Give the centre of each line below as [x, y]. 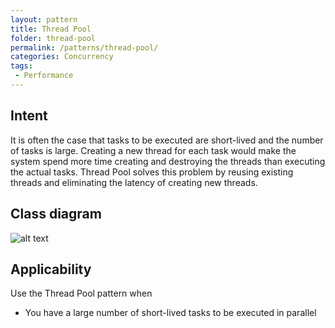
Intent [29, 116]
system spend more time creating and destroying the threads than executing [168, 161]
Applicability [51, 269]
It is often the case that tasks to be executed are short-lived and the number [167, 140]
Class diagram [56, 214]
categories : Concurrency [62, 57]
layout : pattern [44, 19]
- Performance [44, 76]
